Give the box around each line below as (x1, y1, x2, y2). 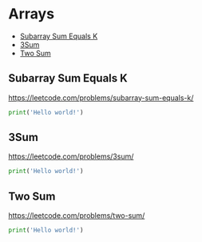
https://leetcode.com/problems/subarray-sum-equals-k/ (8, 93, 194, 103)
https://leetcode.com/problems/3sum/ (8, 151, 134, 161)
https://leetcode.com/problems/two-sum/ (8, 211, 145, 220)
